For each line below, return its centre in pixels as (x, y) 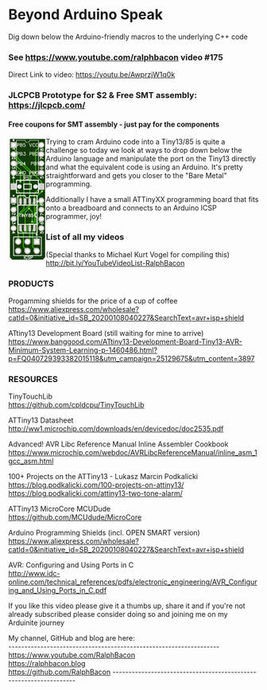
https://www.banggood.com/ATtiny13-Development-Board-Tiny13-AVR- (126, 341)
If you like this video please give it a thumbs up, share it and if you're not (127, 606)
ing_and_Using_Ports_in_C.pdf (58, 591)
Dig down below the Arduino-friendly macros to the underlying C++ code (128, 37)
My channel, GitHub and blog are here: (72, 638)
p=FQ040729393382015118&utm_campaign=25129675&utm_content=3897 (132, 358)
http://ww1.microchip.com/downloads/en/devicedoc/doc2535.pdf (116, 429)
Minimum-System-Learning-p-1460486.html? (83, 350)
